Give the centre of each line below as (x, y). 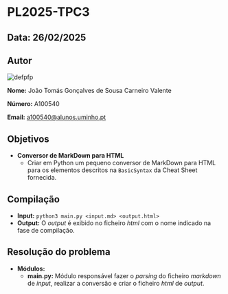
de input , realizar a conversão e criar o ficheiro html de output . (116, 283)
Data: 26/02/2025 (47, 38)
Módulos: (31, 269)
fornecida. (42, 178)
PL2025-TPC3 (49, 12)
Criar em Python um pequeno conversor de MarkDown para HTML (122, 163)
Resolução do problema (59, 252)
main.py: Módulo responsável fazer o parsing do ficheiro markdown (124, 275)
